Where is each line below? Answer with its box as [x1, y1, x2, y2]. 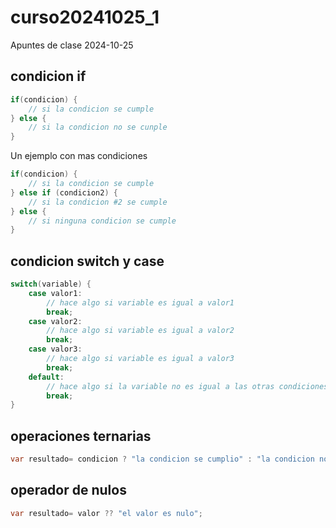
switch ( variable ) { [10, 279, 92, 290]
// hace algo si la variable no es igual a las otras [46, 381, 275, 391]
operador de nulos [10, 482, 127, 499]
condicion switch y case [10, 252, 165, 270]
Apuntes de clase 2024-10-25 [10, 39, 134, 51]
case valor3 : [28, 344, 83, 355]
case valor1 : [28, 288, 83, 298]
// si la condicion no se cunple [28, 122, 168, 133]
